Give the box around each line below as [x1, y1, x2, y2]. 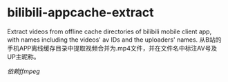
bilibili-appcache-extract [7, 5, 154, 20]
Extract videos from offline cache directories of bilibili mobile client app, [7, 27, 212, 36]
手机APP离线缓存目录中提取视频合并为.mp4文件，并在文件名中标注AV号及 [7, 44, 218, 52]
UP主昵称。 [7, 53, 40, 61]
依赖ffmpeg [7, 67, 40, 75]
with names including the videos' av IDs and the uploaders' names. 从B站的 [7, 36, 222, 44]
